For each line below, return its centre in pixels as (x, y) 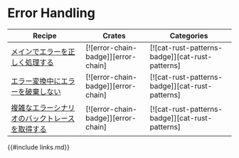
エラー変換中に (36, 81)
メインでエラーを (40, 51)
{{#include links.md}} (38, 147)
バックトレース (50, 118)
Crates (114, 36)
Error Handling (52, 13)
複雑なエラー (32, 107)
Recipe (45, 36)
